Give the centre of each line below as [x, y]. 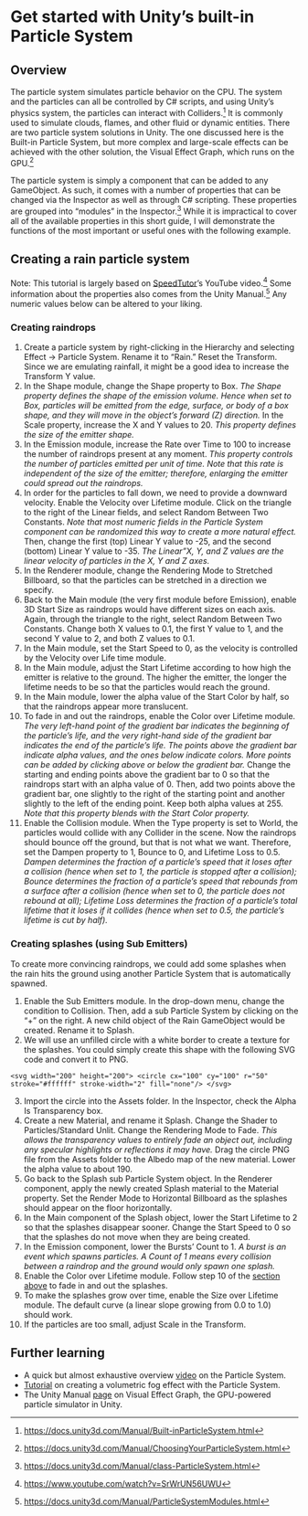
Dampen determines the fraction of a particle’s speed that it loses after [158, 862]
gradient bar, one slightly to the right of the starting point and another [154, 794]
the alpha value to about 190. [78, 1169]
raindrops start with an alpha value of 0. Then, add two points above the [159, 784]
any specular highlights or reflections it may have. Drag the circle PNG [157, 1150]
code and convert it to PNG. [76, 1059]
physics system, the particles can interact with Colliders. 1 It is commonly [147, 112]
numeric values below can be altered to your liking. [106, 304]
